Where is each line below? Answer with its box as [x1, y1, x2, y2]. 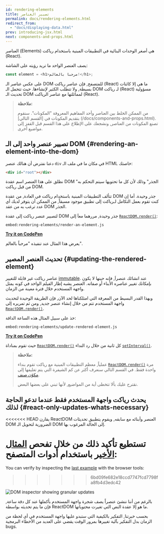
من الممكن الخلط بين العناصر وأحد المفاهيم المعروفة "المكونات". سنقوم [17, 110, 148, 116]
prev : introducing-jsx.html [5, 30, 63, 35]
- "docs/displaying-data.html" [10, 25, 74, 30]
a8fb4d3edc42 [90, 480, 121, 485]
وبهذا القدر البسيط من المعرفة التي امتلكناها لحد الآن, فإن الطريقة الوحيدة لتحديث [5, 295, 153, 301]
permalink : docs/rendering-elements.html [5, 16, 91, 21]
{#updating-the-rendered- [63, 255, 147, 263]
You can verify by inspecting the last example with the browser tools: [5, 465, 144, 470]
